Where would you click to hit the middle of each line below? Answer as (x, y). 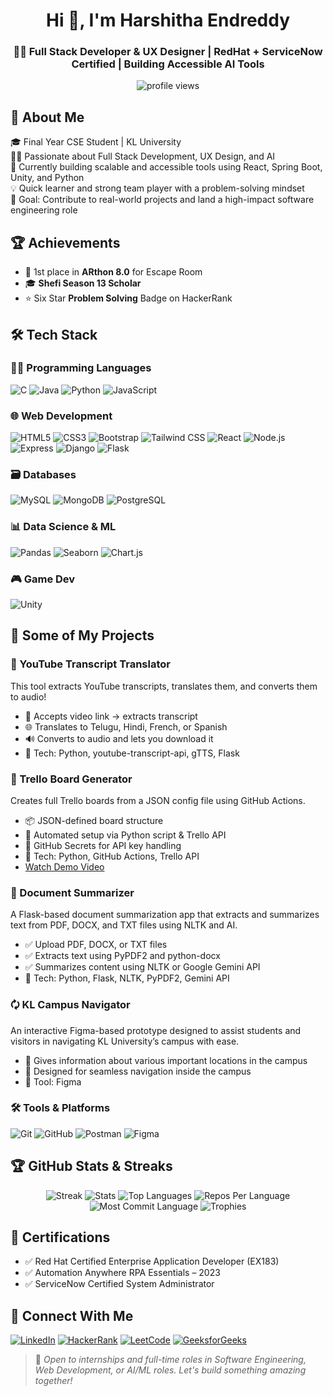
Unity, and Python (47, 178)
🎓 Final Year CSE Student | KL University (96, 142)
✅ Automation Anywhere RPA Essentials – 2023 (122, 1273)
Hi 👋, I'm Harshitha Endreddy (168, 20)
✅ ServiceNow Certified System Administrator (119, 1284)
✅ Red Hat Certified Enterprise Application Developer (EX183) (152, 1261)
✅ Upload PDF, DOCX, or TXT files (96, 945)
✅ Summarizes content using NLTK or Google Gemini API (142, 967)
